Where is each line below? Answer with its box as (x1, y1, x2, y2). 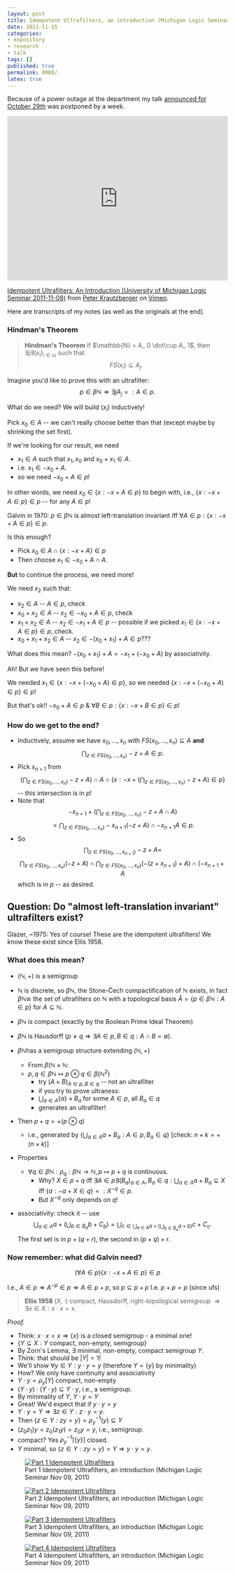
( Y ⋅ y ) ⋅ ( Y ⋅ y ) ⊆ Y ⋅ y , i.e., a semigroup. (17, 1385, 132, 1394)
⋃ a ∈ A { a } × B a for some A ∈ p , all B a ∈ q (38, 1094, 160, 1104)
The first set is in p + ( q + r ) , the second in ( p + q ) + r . (17, 1234, 171, 1243)
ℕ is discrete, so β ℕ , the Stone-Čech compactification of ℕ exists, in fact (17, 986, 228, 994)
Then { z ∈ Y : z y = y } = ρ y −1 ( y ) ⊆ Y (17, 1415, 122, 1426)
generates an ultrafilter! (38, 1103, 106, 1112)
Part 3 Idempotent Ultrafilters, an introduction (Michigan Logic (24, 1523, 204, 1531)
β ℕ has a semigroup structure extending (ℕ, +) (17, 1046, 150, 1055)
